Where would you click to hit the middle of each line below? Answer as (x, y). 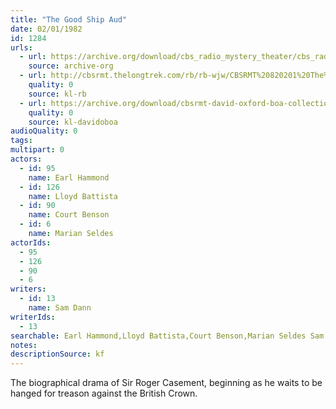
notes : (24, 345)
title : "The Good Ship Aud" (69, 19)
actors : (26, 159)
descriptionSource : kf (57, 354)
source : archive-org (71, 66)
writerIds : (33, 317)
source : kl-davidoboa (73, 122)
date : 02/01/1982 (46, 29)
